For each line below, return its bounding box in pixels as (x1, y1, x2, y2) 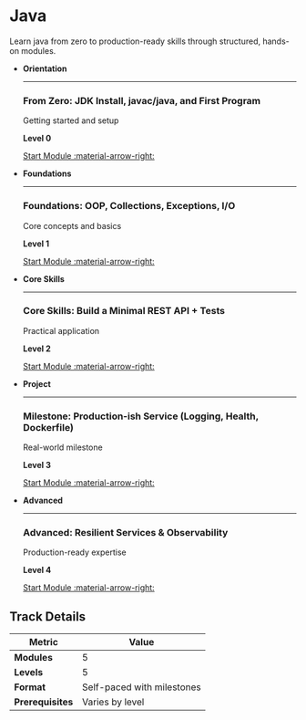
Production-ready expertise (22, 547, 127, 558)
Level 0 (22, 133, 52, 144)
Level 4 (22, 565, 52, 576)
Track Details (9, 609, 87, 624)
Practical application (22, 325, 100, 336)
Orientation (22, 63, 67, 74)
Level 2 (22, 343, 52, 354)
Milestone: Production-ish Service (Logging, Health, (22, 410, 260, 423)
